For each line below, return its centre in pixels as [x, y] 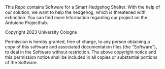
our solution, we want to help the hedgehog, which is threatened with [75, 12]
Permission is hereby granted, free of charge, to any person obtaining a [78, 42]
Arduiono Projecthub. [27, 23]
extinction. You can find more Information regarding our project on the [76, 17]
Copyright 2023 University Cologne [41, 32]
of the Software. [21, 62]
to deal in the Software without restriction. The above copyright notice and [81, 52]
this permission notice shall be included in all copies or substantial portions [81, 57]
